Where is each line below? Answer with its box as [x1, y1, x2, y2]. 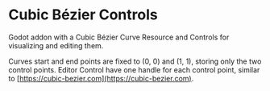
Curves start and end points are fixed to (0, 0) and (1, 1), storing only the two [8, 56, 262, 66]
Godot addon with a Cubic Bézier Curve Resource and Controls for [8, 32, 230, 42]
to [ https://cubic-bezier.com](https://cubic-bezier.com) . [8, 73, 194, 83]
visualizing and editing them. [8, 40, 104, 50]
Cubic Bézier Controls [8, 6, 159, 24]
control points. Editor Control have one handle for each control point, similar [8, 64, 260, 74]
